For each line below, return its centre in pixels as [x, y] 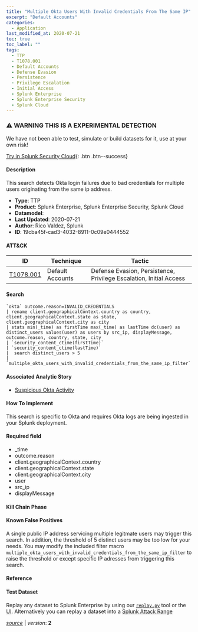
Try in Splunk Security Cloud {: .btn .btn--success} [67, 156]
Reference [19, 578]
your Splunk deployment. [37, 422]
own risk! [17, 145]
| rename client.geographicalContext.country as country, [79, 312]
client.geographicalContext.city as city [58, 322]
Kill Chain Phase [27, 507]
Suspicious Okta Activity [44, 390]
